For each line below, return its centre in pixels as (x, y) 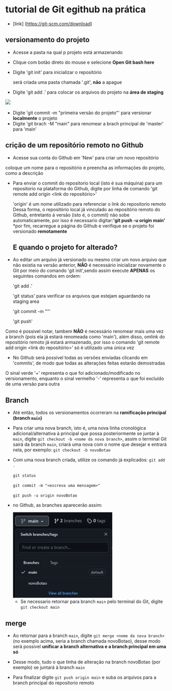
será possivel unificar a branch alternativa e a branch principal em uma (89, 647)
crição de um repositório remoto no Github (74, 145)
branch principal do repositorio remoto (53, 683)
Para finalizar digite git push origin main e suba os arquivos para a (84, 677)
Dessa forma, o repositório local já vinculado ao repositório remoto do (86, 209)
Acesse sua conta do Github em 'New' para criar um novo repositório (86, 157)
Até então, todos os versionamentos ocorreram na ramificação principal (89, 413)
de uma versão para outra (33, 384)
